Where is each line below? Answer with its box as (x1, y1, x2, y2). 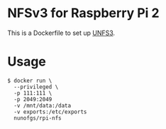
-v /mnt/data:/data (13, 102, 72, 109)
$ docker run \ (7, 77, 52, 84)
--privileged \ (13, 83, 59, 91)
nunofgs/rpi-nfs (13, 114, 62, 122)
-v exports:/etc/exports (13, 108, 87, 115)
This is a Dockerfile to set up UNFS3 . (7, 29, 116, 37)
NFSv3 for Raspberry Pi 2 (7, 5, 160, 21)
